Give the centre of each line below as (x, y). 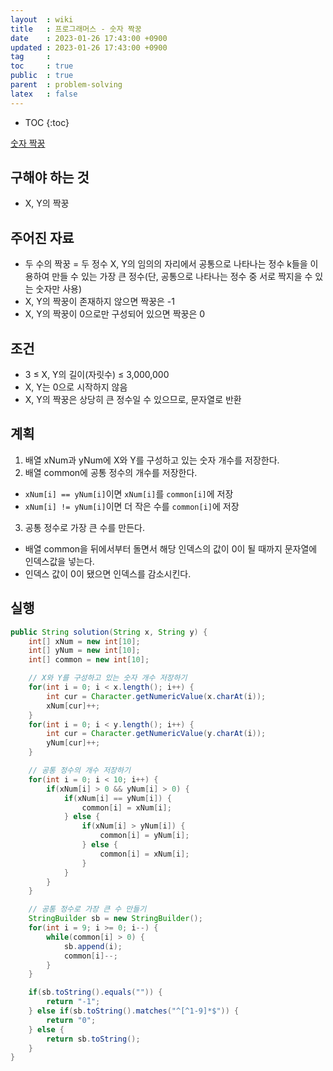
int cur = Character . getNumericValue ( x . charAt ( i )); (156, 696)
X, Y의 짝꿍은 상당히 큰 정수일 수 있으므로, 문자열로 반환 (133, 400)
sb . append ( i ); (93, 946)
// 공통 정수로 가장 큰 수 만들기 (87, 909)
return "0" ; (71, 1020)
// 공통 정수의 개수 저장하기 (79, 771)
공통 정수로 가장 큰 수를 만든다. (84, 527)
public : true (42, 76)
